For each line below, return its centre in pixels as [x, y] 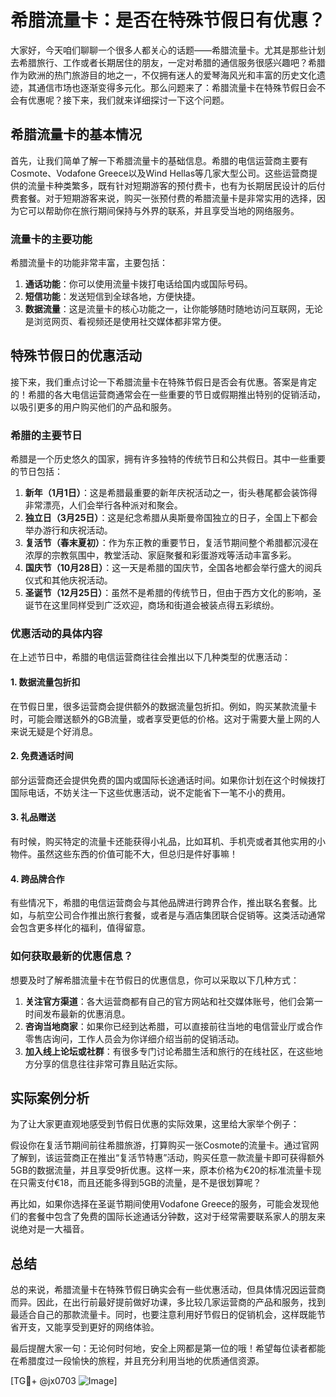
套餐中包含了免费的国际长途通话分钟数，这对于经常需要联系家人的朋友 [172, 1217]
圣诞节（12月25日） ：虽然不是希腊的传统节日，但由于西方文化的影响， [168, 593]
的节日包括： [36, 472]
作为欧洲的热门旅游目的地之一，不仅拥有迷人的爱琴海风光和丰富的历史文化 [163, 75]
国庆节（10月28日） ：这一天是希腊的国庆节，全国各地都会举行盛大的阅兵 [173, 568]
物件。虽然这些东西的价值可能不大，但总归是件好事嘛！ [124, 854]
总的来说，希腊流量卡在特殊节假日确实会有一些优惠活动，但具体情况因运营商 [168, 1290]
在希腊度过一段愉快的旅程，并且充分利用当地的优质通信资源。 [137, 1361]
